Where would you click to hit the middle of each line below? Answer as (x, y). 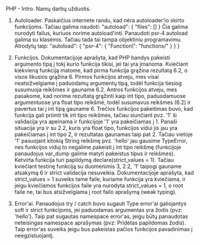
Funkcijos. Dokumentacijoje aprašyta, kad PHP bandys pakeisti (92, 57)
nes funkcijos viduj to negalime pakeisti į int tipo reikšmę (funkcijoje (98, 147)
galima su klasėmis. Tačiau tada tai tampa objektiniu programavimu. (98, 39)
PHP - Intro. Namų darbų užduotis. (48, 9)
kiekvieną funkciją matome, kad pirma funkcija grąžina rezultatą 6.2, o (101, 70)
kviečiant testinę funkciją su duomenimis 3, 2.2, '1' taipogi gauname (98, 166)
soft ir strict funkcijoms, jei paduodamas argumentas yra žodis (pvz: (98, 210)
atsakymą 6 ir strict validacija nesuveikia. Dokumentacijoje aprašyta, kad (104, 173)
